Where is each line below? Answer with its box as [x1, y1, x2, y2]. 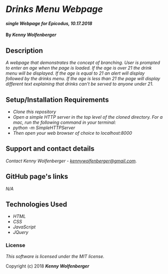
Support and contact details [5, 144, 94, 153]
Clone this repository [12, 109, 56, 115]
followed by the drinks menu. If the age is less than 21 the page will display [5, 76, 160, 82]
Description [5, 46, 43, 55]
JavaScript [12, 224, 36, 230]
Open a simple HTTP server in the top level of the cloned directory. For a [12, 114, 163, 120]
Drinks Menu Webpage [5, 4, 103, 15]
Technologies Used [5, 200, 67, 209]
